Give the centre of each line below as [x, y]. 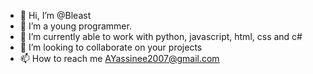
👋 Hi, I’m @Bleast [55, 15]
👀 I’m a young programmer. [75, 26]
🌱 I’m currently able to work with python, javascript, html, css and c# [161, 36]
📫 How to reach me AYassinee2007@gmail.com [119, 58]
